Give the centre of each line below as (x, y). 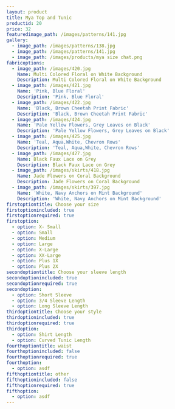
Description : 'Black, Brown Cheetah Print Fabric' (83, 114)
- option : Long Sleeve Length (50, 306)
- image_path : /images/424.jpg (51, 119)
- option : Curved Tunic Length (51, 340)
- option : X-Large (35, 250)
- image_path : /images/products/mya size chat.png (77, 57)
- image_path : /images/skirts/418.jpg (61, 170)
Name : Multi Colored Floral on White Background (80, 74)
